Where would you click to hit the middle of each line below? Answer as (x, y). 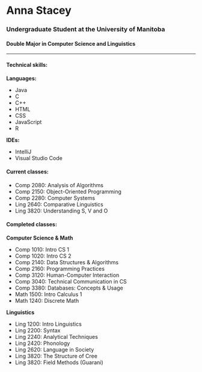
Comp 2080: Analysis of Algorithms (59, 185)
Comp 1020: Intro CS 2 (43, 256)
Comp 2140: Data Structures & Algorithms (67, 262)
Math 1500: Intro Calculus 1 (48, 294)
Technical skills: (27, 64)
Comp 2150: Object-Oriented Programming (68, 191)
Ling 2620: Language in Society (54, 349)
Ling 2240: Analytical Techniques (56, 336)
